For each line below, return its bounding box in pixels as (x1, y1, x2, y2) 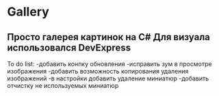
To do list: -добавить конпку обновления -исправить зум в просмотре (7, 60, 212, 68)
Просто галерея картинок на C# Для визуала (7, 31, 211, 43)
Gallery (7, 4, 49, 20)
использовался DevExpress (7, 42, 131, 53)
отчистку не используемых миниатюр (7, 82, 119, 89)
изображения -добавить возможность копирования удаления (7, 67, 189, 75)
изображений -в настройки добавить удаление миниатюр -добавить (7, 74, 209, 82)
